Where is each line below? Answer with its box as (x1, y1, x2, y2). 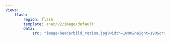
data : (23, 26, 35, 31)
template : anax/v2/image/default (23, 21, 94, 27)
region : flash (23, 17, 53, 22)
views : (5, 7, 19, 13)
